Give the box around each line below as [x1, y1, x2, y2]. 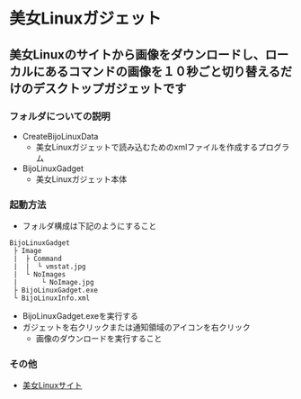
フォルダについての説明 [9, 110, 111, 122]
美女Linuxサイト [22, 380, 83, 391]
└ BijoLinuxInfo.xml [13, 294, 91, 303]
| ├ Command [13, 254, 63, 264]
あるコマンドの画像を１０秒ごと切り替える [44, 64, 281, 79]
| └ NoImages [13, 270, 66, 279]
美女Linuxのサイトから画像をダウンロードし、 [9, 47, 265, 62]
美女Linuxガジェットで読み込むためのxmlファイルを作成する [35, 141, 259, 152]
